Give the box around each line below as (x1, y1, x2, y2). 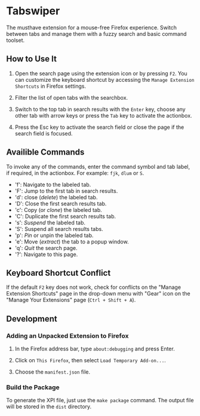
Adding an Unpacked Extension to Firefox (6, 331, 129, 340)
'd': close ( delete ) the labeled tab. (14, 193, 98, 201)
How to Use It (6, 54, 57, 64)
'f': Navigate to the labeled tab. (14, 181, 91, 188)
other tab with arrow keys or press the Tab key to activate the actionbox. (14, 112, 192, 119)
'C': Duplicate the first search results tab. (14, 212, 116, 220)
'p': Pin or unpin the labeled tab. (14, 232, 94, 239)
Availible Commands (6, 147, 85, 158)
